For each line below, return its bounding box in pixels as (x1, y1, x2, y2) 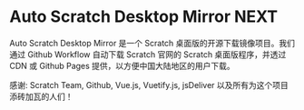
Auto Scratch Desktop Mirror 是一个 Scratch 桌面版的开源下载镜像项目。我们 (9, 37, 296, 48)
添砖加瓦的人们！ (9, 91, 74, 102)
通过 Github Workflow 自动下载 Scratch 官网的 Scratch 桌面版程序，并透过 (9, 48, 287, 60)
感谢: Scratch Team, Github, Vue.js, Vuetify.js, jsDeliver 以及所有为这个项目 (9, 79, 289, 90)
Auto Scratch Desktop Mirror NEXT (9, 6, 279, 27)
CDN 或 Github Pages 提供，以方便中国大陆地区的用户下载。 (9, 60, 236, 71)
